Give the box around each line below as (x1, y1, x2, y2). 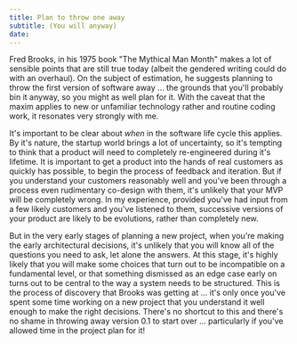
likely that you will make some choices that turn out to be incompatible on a (9, 259, 285, 270)
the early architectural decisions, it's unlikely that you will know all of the (9, 240, 275, 250)
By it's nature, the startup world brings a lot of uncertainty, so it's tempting (9, 137, 283, 148)
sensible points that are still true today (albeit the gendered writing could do (9, 63, 287, 74)
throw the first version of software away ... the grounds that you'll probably (9, 82, 284, 94)
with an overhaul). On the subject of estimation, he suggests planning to (9, 73, 273, 84)
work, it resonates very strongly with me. (9, 111, 159, 121)
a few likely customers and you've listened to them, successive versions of (9, 204, 284, 215)
